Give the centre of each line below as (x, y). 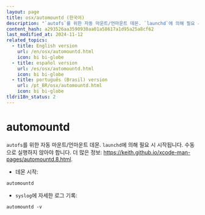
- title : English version (45, 46)
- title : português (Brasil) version (60, 80)
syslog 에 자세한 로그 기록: (46, 195)
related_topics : (27, 40)
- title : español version (45, 63)
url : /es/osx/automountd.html (56, 69)
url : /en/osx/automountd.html (56, 52)
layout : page (23, 12)
